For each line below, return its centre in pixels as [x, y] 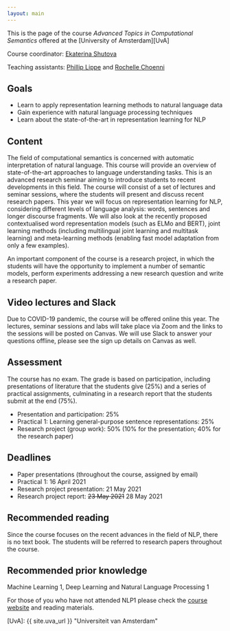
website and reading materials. [51, 608]
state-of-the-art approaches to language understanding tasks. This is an [110, 173]
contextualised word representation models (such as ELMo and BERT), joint [114, 223]
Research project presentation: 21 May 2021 [79, 489]
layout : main [26, 13]
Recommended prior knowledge [77, 570]
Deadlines [29, 458]
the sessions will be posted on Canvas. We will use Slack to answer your [110, 333]
